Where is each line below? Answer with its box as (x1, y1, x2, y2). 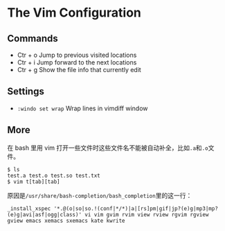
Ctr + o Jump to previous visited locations (17, 51, 137, 59)
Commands (7, 33, 59, 44)
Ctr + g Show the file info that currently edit (17, 66, 142, 74)
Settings (7, 85, 45, 98)
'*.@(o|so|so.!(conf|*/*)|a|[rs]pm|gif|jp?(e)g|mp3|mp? (53, 205, 218, 212)
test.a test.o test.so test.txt (7, 172, 100, 179)
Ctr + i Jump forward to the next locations (17, 58, 137, 67)
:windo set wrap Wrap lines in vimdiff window (17, 104, 148, 112)
